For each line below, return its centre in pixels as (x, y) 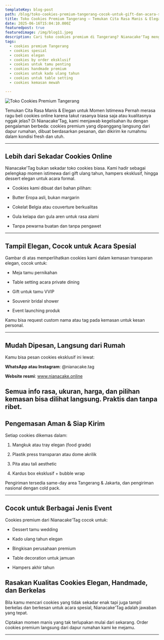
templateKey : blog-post (29, 10)
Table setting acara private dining (46, 282)
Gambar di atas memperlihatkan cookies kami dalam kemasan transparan (79, 258)
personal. (15, 325)
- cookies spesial (28, 51)
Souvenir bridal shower (35, 301)
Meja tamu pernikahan (35, 273)
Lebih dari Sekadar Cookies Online (59, 157)
